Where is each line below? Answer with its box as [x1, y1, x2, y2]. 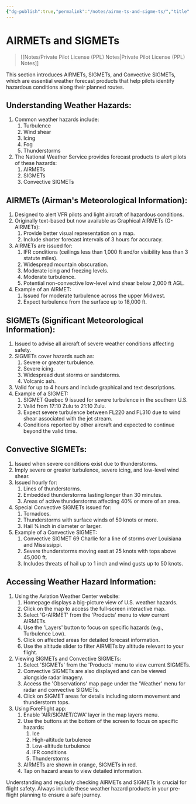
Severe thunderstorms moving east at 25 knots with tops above [23, 547, 177, 554]
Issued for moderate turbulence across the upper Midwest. [23, 292, 166, 300]
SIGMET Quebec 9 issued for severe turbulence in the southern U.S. [23, 396, 188, 403]
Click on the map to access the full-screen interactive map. [23, 605, 166, 612]
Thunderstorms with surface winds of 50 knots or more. [23, 516, 159, 523]
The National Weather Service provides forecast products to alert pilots [14, 153, 187, 160]
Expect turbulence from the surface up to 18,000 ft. [23, 298, 147, 305]
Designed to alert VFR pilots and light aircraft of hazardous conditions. [14, 211, 184, 218]
